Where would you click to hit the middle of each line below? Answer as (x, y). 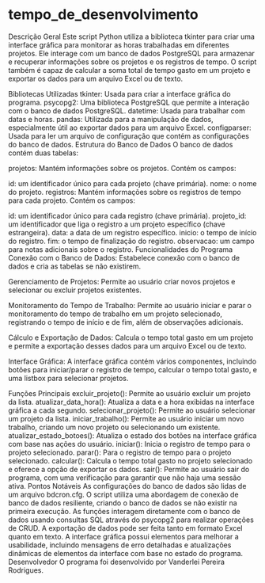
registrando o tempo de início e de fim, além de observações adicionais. (126, 322)
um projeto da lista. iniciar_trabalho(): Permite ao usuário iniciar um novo (126, 418)
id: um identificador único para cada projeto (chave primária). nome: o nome (132, 183)
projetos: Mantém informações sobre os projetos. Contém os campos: (122, 168)
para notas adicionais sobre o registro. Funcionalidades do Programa (121, 249)
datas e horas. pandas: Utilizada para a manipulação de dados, (111, 119)
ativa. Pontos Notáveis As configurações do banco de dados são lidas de (127, 486)
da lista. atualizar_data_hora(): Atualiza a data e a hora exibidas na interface (131, 402)
